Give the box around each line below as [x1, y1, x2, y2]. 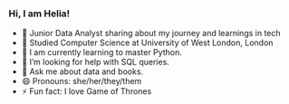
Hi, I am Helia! [8, 7, 71, 20]
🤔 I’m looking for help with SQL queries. [21, 57, 169, 68]
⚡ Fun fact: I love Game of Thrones [21, 86, 152, 97]
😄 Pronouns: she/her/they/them [21, 76, 142, 87]
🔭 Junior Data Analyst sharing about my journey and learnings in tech [21, 28, 282, 39]
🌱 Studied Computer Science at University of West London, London [21, 37, 274, 48]
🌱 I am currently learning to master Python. [21, 47, 182, 58]
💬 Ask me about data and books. [21, 66, 144, 77]
